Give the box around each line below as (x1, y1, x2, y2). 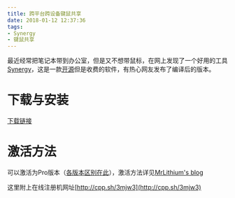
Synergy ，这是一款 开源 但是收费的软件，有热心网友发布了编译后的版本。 (7, 65, 215, 73)
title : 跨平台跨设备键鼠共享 (7, 10, 82, 17)
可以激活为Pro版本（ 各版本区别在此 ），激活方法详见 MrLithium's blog (7, 169, 204, 176)
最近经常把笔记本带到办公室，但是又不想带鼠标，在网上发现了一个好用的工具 (7, 57, 228, 65)
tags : (7, 23, 23, 30)
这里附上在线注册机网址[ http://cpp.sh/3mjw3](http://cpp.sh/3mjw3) (7, 183, 201, 191)
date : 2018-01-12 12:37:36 (7, 17, 86, 24)
